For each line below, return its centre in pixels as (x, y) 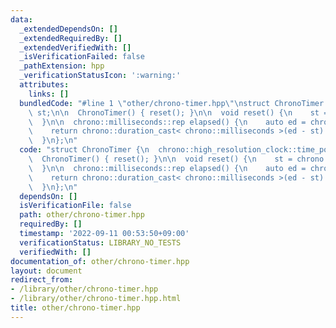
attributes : (44, 85)
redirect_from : (42, 280)
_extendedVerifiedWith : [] (75, 47)
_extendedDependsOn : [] (68, 29)
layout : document (46, 271)
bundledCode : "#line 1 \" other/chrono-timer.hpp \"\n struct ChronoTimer (172, 103)
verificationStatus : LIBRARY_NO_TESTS (100, 242)
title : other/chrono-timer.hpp (75, 308)
